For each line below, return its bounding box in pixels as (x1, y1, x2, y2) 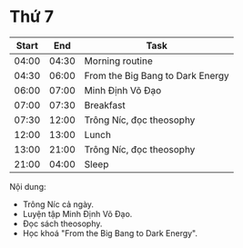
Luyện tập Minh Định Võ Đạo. (22, 208, 133, 219)
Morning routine (84, 55, 153, 67)
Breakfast (84, 98, 126, 111)
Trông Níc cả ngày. (22, 198, 94, 210)
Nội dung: (9, 181, 47, 192)
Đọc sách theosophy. (22, 218, 103, 229)
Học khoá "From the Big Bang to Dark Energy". (22, 227, 198, 238)
